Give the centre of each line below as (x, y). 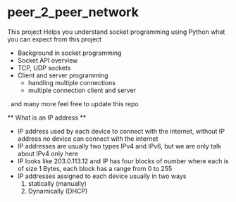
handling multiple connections (72, 82)
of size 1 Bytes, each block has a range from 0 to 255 (95, 168)
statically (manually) (57, 183)
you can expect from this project (55, 39)
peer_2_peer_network (73, 12)
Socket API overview (48, 60)
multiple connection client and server (82, 90)
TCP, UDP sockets (44, 68)
